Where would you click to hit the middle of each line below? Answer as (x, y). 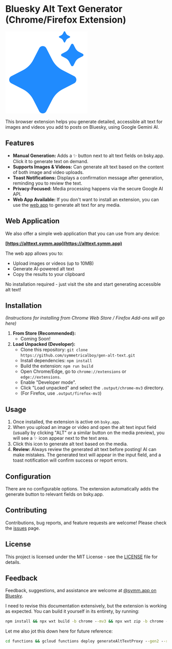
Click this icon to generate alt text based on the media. (70, 444)
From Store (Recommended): (44, 333)
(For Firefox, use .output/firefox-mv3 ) (61, 394)
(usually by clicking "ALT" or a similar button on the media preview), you (89, 433)
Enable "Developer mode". (48, 382)
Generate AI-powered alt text (43, 269)
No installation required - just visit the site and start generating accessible (83, 284)
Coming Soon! (35, 339)
